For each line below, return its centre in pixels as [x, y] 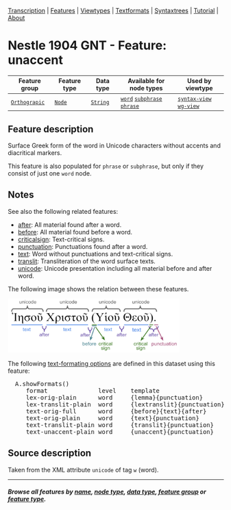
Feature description [51, 129]
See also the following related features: [63, 211]
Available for [146, 81]
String [100, 103]
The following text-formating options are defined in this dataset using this [111, 364]
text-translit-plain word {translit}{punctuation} [120, 425]
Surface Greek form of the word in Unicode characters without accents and [114, 145]
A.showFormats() [42, 384]
